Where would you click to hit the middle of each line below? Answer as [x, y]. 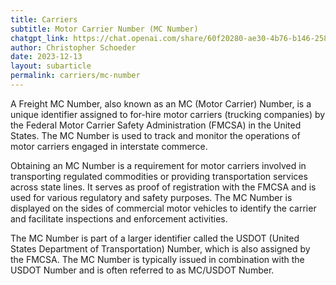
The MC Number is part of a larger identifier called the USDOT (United [155, 238]
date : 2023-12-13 [46, 57]
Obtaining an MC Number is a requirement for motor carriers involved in [158, 165]
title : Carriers [44, 19]
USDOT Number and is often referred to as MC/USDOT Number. [142, 270]
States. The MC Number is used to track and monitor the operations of [155, 135]
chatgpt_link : [40, 38]
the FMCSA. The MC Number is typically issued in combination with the [157, 259]
